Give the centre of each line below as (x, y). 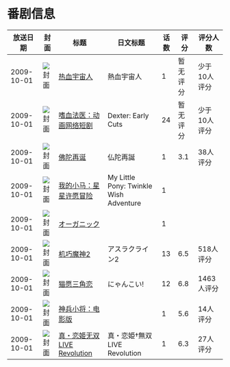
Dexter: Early (128, 115)
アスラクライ (128, 249)
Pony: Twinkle (130, 186)
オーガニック (79, 224)
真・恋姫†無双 (130, 335)
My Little (121, 177)
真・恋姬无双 (79, 335)
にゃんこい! (126, 284)
